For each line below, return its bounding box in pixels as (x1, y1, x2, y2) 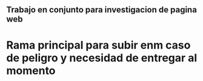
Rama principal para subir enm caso (6, 38, 191, 52)
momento (6, 64, 56, 77)
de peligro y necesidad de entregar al (6, 51, 198, 65)
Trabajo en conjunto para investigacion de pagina (6, 5, 197, 15)
